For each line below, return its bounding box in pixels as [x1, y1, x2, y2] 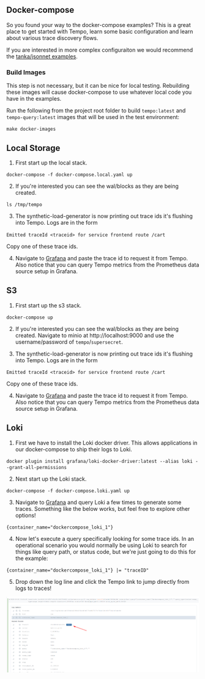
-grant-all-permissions [6, 464, 67, 470]
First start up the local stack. [15, 159, 88, 166]
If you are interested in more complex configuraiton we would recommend [6, 46, 193, 53]
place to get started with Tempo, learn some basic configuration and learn [6, 28, 193, 35]
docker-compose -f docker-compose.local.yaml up [6, 171, 133, 177]
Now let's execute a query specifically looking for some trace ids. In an [15, 535, 195, 542]
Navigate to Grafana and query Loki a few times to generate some [15, 499, 182, 506]
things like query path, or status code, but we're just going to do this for [15, 548, 196, 555]
